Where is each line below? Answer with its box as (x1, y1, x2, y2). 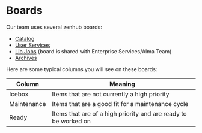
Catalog (14, 35, 35, 42)
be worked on (52, 117, 91, 125)
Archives (14, 54, 37, 61)
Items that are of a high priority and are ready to (52, 109, 188, 117)
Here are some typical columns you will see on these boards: (6, 65, 158, 72)
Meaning (109, 80, 135, 88)
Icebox (9, 90, 29, 98)
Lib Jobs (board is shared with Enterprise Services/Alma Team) (14, 47, 172, 55)
